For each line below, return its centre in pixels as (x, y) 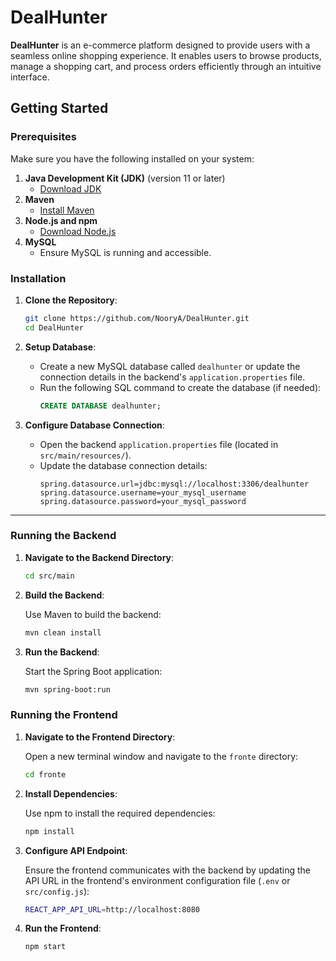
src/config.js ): (57, 891)
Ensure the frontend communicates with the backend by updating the (167, 870)
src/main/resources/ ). (85, 455)
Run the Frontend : (63, 928)
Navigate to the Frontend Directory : (100, 737)
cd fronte (45, 774)
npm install (49, 831)
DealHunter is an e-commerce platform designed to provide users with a (160, 45)
